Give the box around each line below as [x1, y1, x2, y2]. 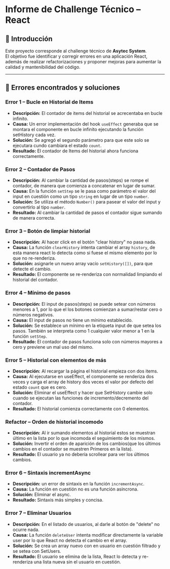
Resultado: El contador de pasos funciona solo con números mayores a [12, 338, 163, 345]
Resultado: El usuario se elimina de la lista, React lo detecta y [12, 553, 142, 559]
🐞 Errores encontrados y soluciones [5, 84, 120, 92]
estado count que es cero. [12, 384, 67, 390]
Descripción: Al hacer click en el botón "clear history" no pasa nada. [12, 239, 157, 245]
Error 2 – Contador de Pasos [5, 166, 75, 173]
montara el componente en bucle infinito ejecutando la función [12, 126, 144, 132]
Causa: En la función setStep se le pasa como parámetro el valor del [12, 188, 156, 194]
